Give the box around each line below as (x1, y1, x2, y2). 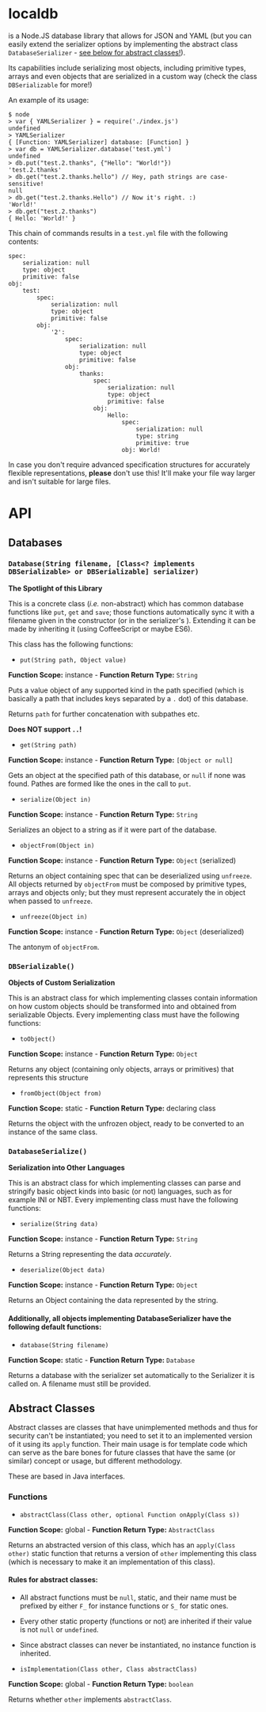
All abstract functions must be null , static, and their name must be (19, 1592, 237, 1602)
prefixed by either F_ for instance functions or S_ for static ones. (19, 1600, 229, 1611)
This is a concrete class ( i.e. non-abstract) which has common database (8, 598, 244, 608)
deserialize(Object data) (19, 1266, 105, 1274)
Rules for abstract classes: (8, 1575, 99, 1585)
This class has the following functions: (8, 639, 133, 649)
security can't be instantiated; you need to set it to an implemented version (8, 1431, 253, 1441)
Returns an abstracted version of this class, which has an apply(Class (8, 1540, 236, 1550)
